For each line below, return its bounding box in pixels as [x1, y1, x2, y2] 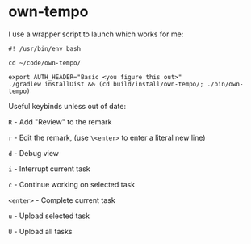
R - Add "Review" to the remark [8, 116, 112, 127]
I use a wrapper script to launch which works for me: [8, 29, 184, 39]
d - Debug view [8, 148, 59, 158]
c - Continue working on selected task [8, 179, 136, 189]
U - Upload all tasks [8, 226, 73, 236]
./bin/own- [207, 80, 244, 88]
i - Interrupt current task [8, 164, 90, 174]
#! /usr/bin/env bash [8, 44, 82, 53]
